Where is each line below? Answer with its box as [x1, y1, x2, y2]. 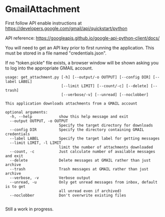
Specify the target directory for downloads [58, 122, 153, 128]
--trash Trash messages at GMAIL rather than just [9, 166, 149, 171]
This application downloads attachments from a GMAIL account [5, 101, 137, 106]
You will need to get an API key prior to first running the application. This [5, 44, 154, 50]
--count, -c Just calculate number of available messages [9, 149, 155, 154]
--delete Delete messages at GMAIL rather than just [9, 157, 151, 163]
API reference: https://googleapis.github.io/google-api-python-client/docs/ [5, 35, 160, 41]
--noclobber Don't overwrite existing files [9, 192, 126, 198]
